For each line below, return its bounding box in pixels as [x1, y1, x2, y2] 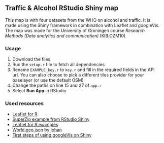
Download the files [12, 56, 51, 62]
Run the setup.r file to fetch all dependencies [12, 62, 105, 68]
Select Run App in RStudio [12, 88, 66, 94]
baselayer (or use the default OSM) [12, 77, 84, 83]
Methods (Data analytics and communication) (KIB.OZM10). [5, 33, 127, 38]
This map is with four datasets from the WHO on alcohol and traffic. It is [5, 17, 151, 23]
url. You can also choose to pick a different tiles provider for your [12, 72, 144, 78]
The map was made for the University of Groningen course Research [5, 27, 145, 34]
